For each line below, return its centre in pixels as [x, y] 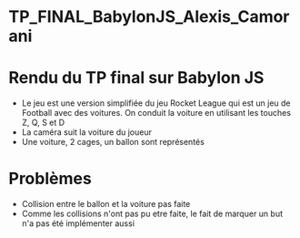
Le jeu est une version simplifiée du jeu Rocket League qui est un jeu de [156, 103]
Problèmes [50, 179]
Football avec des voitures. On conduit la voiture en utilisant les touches [156, 113]
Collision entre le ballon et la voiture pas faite [106, 204]
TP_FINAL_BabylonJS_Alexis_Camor [149, 17]
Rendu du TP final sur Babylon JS [136, 78]
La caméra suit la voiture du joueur [86, 132]
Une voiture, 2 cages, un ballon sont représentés [113, 142]
